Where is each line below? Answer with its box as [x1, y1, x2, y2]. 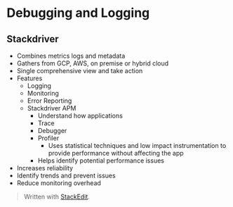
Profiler [37, 134, 60, 142]
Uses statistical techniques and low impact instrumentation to [48, 142, 227, 149]
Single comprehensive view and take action [16, 67, 143, 75]
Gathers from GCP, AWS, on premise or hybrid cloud [16, 59, 169, 68]
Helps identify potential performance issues [37, 156, 164, 165]
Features [16, 74, 43, 82]
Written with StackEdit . [23, 192, 91, 201]
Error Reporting [27, 96, 72, 105]
